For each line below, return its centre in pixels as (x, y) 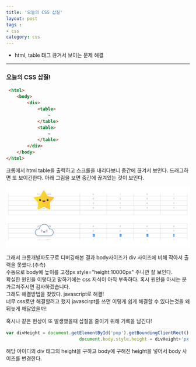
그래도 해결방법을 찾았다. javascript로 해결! (55, 294)
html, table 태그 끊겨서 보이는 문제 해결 (59, 55)
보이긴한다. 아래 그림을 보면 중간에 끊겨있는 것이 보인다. (81, 177)
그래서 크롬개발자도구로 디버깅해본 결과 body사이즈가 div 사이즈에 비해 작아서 (94, 257)
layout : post (22, 18)
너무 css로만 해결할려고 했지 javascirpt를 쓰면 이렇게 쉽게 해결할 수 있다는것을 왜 (98, 301)
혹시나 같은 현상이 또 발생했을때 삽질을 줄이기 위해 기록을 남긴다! (79, 321)
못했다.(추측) (31, 265)
